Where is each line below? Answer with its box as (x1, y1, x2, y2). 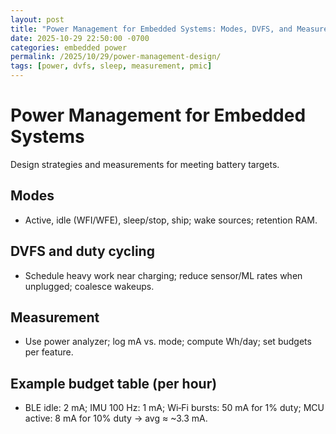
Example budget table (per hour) (10, 375, 218, 392)
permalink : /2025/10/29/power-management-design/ (10, 52, 222, 62)
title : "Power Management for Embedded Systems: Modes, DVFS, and (10, 24, 293, 34)
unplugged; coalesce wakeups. (24, 280, 155, 292)
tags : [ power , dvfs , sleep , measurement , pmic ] (10, 61, 213, 71)
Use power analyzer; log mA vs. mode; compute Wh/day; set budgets (24, 336, 312, 348)
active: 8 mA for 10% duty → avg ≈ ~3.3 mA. (24, 412, 208, 425)
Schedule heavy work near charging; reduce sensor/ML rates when (24, 269, 303, 281)
